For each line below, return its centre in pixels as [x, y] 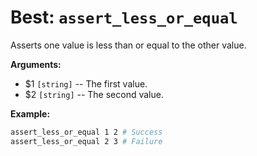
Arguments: [36, 64]
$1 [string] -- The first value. [86, 83]
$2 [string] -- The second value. [94, 94]
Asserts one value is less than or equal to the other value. [128, 45]
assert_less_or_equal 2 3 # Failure [86, 141]
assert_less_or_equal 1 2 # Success [86, 132]
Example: [30, 113]
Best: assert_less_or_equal [124, 17]
